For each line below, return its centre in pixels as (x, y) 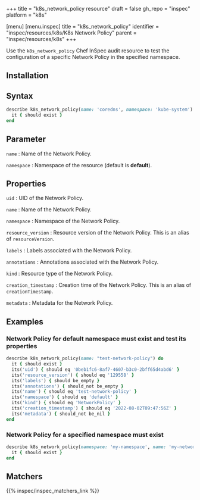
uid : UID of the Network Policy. (45, 198)
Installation (27, 76)
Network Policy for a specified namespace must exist (85, 435)
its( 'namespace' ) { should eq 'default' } (65, 397)
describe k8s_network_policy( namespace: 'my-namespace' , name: (86, 447)
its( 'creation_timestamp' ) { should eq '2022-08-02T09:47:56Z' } (94, 408)
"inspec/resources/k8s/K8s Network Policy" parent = (71, 33)
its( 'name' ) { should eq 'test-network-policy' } (74, 392)
